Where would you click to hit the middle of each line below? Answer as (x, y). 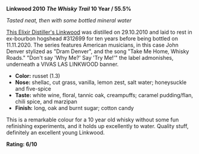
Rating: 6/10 (22, 144)
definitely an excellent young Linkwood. (55, 133)
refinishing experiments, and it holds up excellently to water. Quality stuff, (97, 126)
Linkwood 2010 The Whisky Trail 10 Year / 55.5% (69, 9)
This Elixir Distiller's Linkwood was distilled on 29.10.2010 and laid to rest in (99, 32)
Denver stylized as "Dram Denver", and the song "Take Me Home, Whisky (98, 51)
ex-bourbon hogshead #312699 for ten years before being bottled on (92, 38)
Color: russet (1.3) (37, 76)
